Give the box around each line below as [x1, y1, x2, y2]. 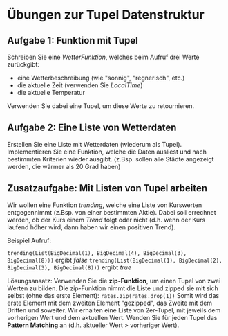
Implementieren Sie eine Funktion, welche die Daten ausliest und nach [7, 148, 207, 156]
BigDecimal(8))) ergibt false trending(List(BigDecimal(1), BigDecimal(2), [7, 256, 222, 264]
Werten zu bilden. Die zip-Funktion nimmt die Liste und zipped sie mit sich [7, 284, 219, 292]
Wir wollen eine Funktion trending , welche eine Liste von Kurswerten [7, 201, 202, 209]
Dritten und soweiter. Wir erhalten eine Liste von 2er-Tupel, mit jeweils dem [7, 306, 221, 315]
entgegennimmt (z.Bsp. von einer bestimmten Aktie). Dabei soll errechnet [7, 208, 216, 216]
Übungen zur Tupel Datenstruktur [7, 7, 205, 23]
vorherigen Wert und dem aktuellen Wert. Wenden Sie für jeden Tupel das [7, 313, 218, 321]
